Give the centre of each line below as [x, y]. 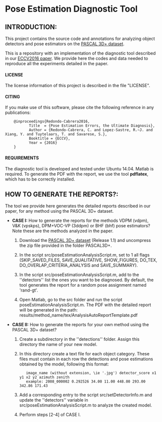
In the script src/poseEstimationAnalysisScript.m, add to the [79, 275]
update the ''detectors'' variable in [54, 400]
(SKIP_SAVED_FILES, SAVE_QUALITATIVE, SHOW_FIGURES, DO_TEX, [88, 260]
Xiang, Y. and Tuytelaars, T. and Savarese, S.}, [56, 134]
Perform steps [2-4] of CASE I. [50, 415]
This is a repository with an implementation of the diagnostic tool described [81, 53]
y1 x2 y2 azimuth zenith [44, 377]
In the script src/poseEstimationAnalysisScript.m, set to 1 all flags [84, 255]
